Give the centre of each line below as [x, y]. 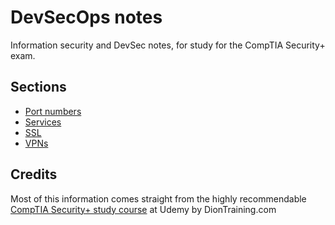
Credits [34, 174]
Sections [38, 87]
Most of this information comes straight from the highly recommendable [158, 198]
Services [43, 122]
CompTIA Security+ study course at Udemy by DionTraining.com [143, 209]
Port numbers [53, 111]
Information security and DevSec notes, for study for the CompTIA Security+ [168, 45]
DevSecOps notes [86, 17]
